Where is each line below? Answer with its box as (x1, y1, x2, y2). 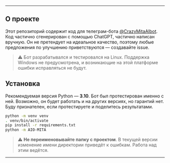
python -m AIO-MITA (5, 127, 47, 133)
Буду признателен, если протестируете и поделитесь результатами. (5, 103, 153, 110)
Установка (5, 79, 40, 88)
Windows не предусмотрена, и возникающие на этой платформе (17, 59, 158, 66)
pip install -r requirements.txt (5, 123, 76, 128)
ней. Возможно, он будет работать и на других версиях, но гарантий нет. (5, 98, 164, 104)
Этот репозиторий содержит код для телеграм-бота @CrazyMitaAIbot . (5, 28, 158, 34)
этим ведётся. (17, 147, 49, 153)
